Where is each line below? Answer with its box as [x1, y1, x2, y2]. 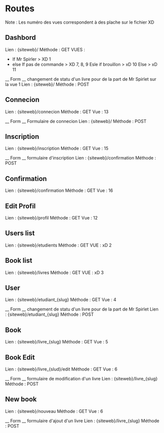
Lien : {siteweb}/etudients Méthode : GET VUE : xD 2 [5, 242, 112, 248]
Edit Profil [5, 202, 36, 210]
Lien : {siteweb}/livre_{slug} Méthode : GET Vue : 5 [5, 339, 108, 345]
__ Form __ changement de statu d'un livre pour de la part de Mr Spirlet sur [5, 76, 157, 82]
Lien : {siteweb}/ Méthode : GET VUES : [5, 46, 85, 52]
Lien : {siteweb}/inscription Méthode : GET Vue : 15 [5, 146, 109, 152]
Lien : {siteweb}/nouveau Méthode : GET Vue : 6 [5, 408, 103, 414]
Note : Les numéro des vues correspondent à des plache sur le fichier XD [5, 19, 154, 25]
